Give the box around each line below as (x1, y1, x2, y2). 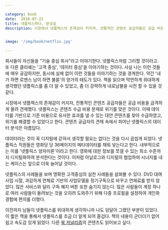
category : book (5, 12, 37, 17)
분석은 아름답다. (10, 125, 41, 131)
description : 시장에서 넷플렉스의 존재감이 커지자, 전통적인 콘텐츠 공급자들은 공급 (5, 26, 155, 31)
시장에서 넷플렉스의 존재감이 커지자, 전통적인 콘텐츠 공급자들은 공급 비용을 (5, 100, 149, 106)
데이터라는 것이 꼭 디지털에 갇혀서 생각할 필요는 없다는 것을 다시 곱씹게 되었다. (5, 136, 157, 142)
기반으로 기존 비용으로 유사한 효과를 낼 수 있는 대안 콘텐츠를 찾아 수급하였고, (14, 112, 162, 118)
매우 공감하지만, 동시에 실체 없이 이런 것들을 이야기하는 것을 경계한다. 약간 (10, 71, 154, 77)
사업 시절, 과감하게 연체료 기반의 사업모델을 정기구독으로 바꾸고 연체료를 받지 (5, 177, 155, 183)
